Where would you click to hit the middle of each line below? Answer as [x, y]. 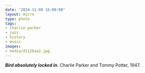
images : [13, 46]
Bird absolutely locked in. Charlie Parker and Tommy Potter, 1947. [73, 65]
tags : [11, 23]
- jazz [12, 33]
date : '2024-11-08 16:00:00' [35, 10]
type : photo [17, 19]
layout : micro [20, 14]
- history [15, 37]
